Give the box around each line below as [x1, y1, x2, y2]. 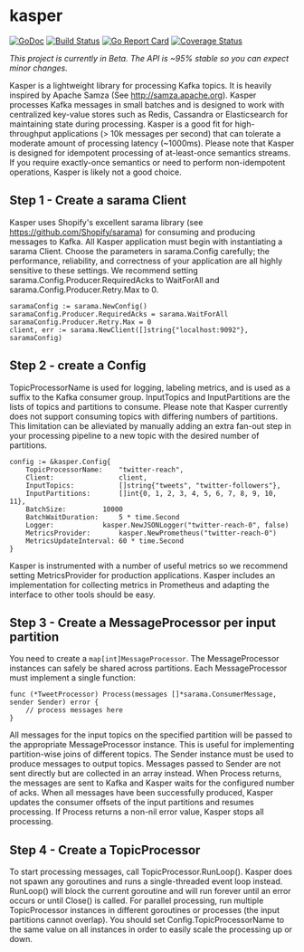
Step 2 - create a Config [9, 358, 147, 374]
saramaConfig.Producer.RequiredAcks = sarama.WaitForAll [9, 309, 229, 319]
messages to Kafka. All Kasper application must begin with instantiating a [9, 236, 283, 247]
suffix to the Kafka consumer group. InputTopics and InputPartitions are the [9, 391, 290, 403]
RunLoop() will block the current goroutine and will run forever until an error [9, 886, 291, 897]
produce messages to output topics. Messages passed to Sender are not [9, 758, 281, 769]
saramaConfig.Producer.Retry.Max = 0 [9, 318, 152, 327]
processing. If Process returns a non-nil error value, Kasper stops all [9, 806, 264, 817]
